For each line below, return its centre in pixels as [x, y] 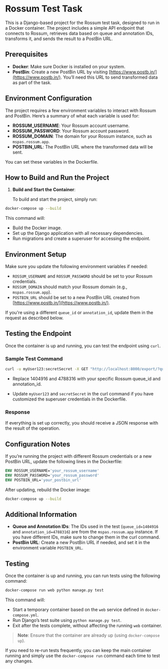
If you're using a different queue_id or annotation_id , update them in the [79, 313]
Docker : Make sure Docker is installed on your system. [69, 66]
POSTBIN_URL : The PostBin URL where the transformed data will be [83, 147]
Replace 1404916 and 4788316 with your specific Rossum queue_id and [86, 379]
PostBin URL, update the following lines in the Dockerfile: [64, 462]
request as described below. [34, 318]
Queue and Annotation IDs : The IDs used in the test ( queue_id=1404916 [85, 526]
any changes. [19, 661]
